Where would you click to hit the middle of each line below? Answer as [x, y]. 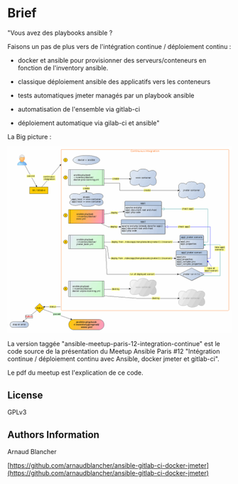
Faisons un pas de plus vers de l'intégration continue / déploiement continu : [119, 46]
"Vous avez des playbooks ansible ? [60, 33]
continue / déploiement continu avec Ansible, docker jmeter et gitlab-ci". [114, 359]
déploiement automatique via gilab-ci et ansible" [88, 123]
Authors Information [53, 435]
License [25, 395]
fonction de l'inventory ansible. [63, 68]
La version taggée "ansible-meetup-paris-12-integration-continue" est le [114, 344]
